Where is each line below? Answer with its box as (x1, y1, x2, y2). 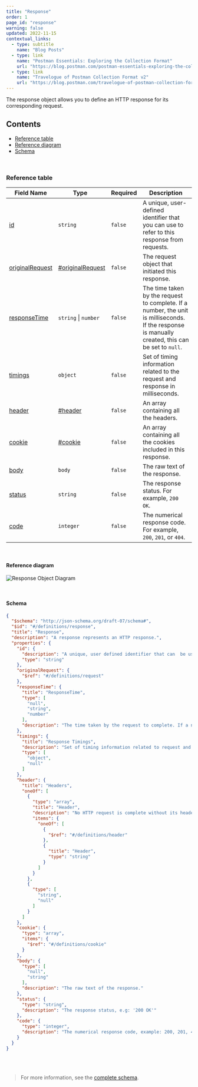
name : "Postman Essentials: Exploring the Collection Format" (16, 58, 173, 64)
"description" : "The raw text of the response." (21, 985, 144, 992)
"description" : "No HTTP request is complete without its (32, 810, 178, 816)
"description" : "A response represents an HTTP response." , (11, 635, 162, 641)
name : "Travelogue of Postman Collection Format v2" (16, 74, 149, 80)
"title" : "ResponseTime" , (21, 689, 85, 695)
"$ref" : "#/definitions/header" (48, 832, 128, 838)
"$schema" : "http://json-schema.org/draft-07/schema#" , (11, 618, 151, 625)
